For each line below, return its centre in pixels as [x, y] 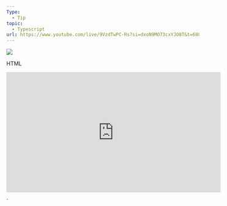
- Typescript [28, 29]
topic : [15, 23]
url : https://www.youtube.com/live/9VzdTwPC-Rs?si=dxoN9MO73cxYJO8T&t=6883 [105, 35]
